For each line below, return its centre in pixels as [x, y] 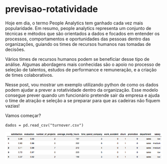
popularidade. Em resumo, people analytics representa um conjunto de [78, 28]
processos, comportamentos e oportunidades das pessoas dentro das [77, 39]
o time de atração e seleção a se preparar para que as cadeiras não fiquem [83, 100]
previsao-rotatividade [52, 9]
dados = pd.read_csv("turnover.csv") [44, 125]
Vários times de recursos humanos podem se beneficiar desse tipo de [77, 59]
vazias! [12, 106]
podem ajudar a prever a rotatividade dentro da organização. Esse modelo [82, 90]
